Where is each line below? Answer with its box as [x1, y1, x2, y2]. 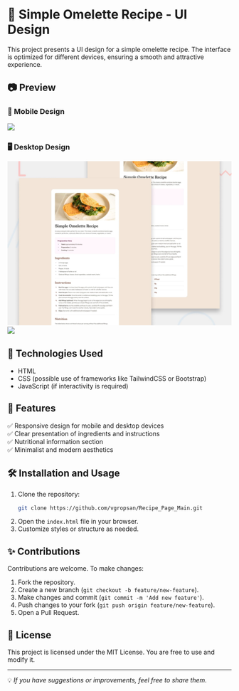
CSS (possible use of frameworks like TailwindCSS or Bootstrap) [17, 374, 207, 383]
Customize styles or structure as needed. [17, 524, 139, 533]
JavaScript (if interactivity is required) [17, 381, 129, 390]
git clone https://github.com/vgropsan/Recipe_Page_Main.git [17, 505, 203, 512]
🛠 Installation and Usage [7, 468, 120, 480]
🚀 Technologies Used [7, 348, 103, 360]
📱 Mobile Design [7, 107, 65, 117]
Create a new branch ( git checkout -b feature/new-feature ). [17, 586, 199, 594]
